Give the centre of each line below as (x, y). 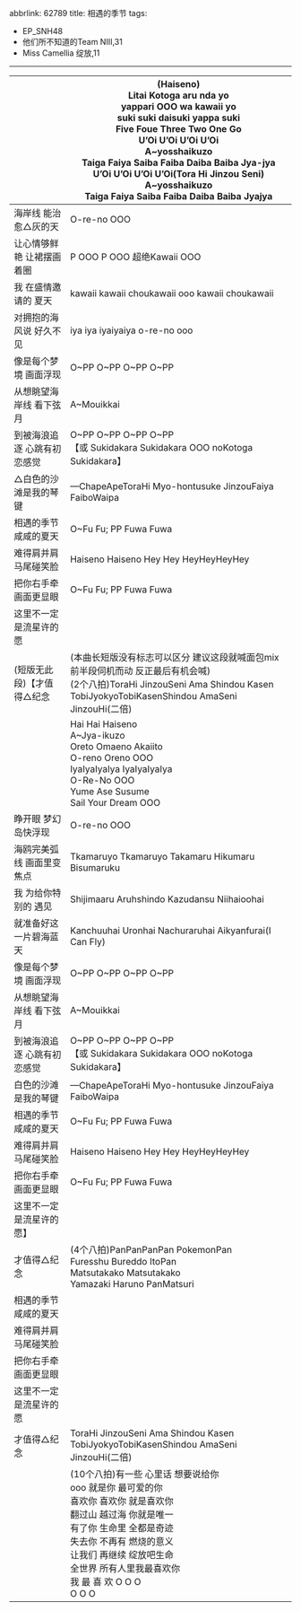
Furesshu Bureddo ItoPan (124, 1261)
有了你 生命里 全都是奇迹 (122, 1528)
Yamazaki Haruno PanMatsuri (132, 1284)
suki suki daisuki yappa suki (178, 118)
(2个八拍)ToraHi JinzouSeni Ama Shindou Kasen (172, 684)
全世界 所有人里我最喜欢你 (125, 1568)
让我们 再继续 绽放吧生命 (122, 1555)
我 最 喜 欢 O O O (106, 1582)
